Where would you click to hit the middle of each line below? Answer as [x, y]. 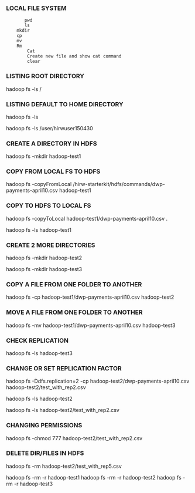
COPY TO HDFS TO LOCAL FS [49, 205]
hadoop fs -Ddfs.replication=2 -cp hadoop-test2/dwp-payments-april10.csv [98, 381]
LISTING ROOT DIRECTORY [45, 76]
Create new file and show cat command [74, 56]
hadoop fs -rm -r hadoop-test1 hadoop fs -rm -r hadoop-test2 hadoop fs [94, 477]
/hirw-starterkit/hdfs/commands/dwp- [119, 184]
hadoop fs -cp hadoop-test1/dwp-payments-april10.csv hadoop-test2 [90, 297]
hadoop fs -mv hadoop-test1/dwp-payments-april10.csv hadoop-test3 [91, 325]
